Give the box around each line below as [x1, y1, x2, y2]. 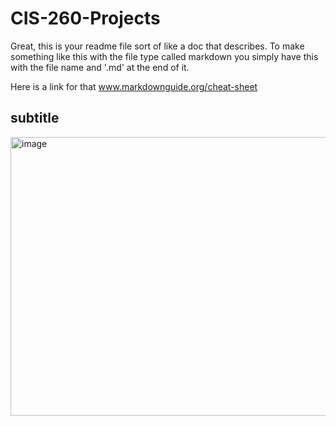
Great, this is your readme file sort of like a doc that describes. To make [10, 40, 305, 52]
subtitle [10, 110, 60, 127]
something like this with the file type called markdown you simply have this [10, 50, 319, 62]
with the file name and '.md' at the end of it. [10, 61, 190, 73]
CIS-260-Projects [10, 7, 161, 30]
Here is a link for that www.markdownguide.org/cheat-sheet [10, 80, 258, 92]
